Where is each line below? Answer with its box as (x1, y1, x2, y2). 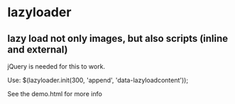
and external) (7, 43, 68, 55)
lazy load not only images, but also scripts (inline (7, 33, 229, 45)
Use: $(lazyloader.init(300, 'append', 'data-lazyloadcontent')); (7, 76, 189, 84)
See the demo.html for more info (7, 90, 103, 98)
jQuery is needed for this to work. (7, 62, 105, 71)
